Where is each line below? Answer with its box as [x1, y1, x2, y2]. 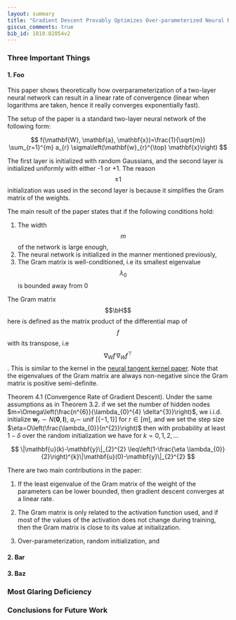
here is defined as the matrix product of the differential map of [7, 317, 188, 325]
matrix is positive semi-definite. [7, 379, 98, 387]
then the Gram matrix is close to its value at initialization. [17, 523, 181, 531]
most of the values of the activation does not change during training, [17, 516, 216, 524]
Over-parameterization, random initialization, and [17, 537, 160, 545]
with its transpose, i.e [7, 339, 70, 348]
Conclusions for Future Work [7, 605, 108, 615]
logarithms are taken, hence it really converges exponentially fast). [7, 101, 200, 110]
